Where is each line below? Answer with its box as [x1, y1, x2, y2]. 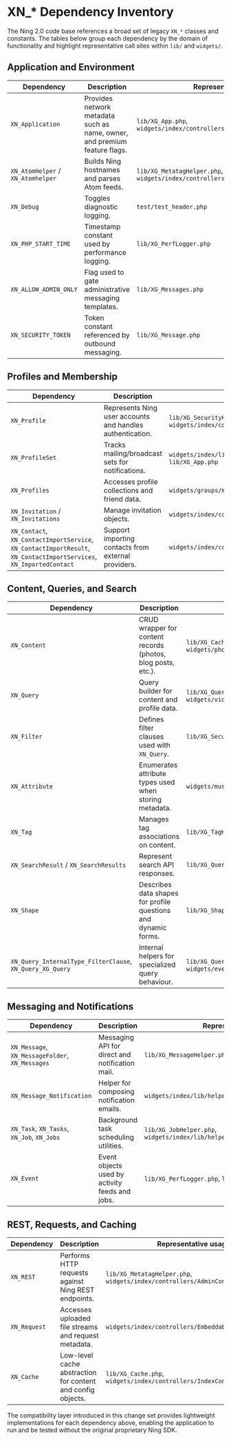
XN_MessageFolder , [10, 1051, 69, 1060]
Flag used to [84, 267, 124, 277]
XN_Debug [10, 202, 39, 211]
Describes [138, 880, 172, 890]
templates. [84, 302, 118, 311]
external [103, 551, 131, 560]
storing [138, 795, 162, 804]
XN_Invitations [10, 514, 60, 523]
